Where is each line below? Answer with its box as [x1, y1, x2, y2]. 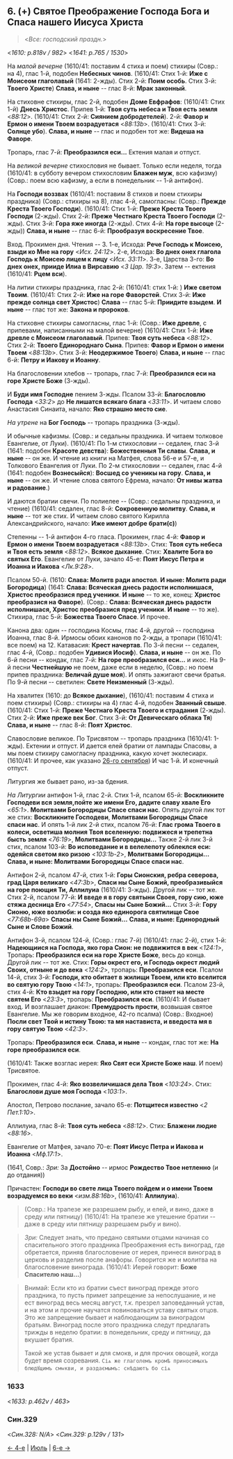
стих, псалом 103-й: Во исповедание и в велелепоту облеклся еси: [7, 842, 211, 851]
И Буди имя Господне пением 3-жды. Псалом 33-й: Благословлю [7, 389, 206, 398]
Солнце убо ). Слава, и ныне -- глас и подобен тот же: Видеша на [7, 127, 204, 135]
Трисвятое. [7, 1066, 40, 1074]
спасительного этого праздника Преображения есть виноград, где [24, 1241, 225, 1249]
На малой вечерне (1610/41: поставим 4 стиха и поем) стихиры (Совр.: [7, 62, 218, 70]
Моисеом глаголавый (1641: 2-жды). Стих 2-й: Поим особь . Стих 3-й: [7, 76, 217, 85]
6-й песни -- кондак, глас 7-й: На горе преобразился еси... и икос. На [7, 655, 218, 663]
